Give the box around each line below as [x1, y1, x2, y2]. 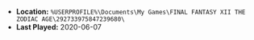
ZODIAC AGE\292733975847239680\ [15, 15, 125, 23]
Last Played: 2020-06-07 [15, 22, 102, 31]
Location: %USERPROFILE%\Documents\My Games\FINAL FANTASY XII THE [15, 7, 246, 16]
